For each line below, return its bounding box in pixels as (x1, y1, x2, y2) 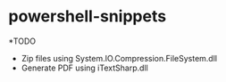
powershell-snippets (8, 6, 167, 27)
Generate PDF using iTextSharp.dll (21, 62, 148, 73)
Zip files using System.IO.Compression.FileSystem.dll (21, 53, 218, 63)
